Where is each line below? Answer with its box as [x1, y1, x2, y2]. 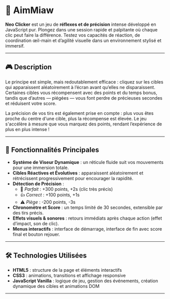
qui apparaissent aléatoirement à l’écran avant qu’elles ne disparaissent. [5, 84, 155, 90]
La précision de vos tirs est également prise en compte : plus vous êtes [5, 110, 154, 116]
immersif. [5, 42, 25, 49]
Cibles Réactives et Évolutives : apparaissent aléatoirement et [12, 169, 144, 176]
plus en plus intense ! [5, 126, 50, 132]
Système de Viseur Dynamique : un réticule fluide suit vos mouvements [12, 159, 163, 165]
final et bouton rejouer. [12, 231, 60, 237]
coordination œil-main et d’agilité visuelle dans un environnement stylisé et [5, 37, 162, 44]
